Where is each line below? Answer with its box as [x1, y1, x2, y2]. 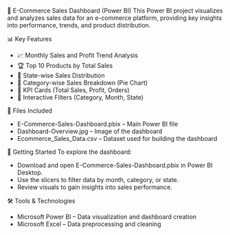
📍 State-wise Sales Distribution [16, 71, 105, 79]
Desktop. [16, 168, 43, 177]
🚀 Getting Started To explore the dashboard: [7, 148, 133, 156]
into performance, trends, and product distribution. [7, 21, 151, 29]
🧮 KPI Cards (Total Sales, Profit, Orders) [16, 86, 130, 94]
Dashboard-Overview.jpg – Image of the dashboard [16, 127, 163, 135]
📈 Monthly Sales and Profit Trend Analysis [16, 52, 139, 59]
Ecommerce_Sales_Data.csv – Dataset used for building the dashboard [16, 135, 218, 142]
